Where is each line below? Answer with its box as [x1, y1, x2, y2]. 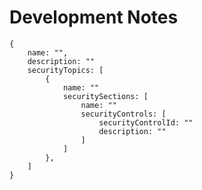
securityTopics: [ [27, 65, 104, 75]
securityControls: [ [80, 109, 167, 119]
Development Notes [9, 6, 179, 29]
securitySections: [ [62, 91, 149, 101]
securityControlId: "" [98, 117, 194, 128]
